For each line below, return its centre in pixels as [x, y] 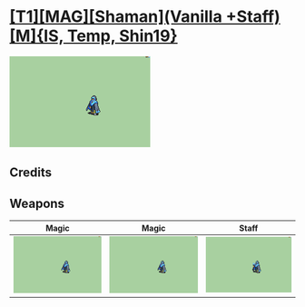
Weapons [37, 203]
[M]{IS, [37, 36]
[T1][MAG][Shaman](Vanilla [116, 17]
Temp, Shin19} [123, 36]
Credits [31, 173]
